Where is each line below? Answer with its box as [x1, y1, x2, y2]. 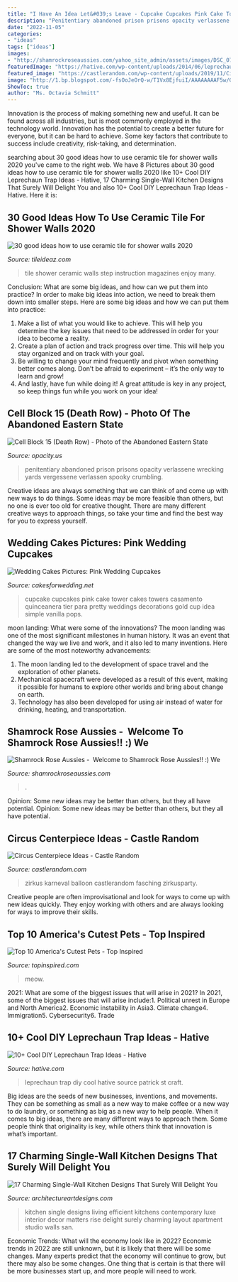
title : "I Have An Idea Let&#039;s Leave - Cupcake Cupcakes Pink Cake [7, 10, 223, 18]
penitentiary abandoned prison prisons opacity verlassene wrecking [24, 465, 225, 473]
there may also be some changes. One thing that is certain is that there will [7, 1259, 225, 1268]
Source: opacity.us [7, 451, 62, 460]
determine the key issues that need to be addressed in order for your [17, 326, 219, 335]
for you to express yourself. [7, 516, 88, 525]
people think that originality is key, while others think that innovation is [7, 1121, 212, 1130]
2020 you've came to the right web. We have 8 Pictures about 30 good [7, 161, 215, 169]
